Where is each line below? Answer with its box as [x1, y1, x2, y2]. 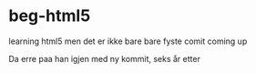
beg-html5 [8, 5, 91, 26]
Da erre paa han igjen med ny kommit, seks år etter [8, 53, 201, 64]
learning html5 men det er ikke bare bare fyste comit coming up [8, 36, 248, 47]
